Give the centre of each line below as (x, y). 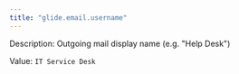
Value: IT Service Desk (53, 60)
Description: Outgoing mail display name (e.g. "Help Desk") (120, 43)
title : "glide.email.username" (68, 18)
